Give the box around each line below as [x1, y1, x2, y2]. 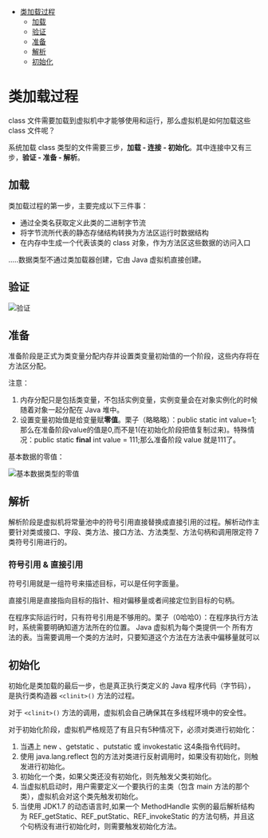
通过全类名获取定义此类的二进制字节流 [19, 218, 146, 227]
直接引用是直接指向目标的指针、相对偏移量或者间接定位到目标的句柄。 [8, 595, 239, 605]
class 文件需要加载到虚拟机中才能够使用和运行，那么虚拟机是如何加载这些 [8, 115, 251, 125]
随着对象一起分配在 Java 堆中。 [19, 405, 124, 415]
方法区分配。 [8, 362, 50, 371]
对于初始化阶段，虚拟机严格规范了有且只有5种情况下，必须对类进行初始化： [8, 725, 258, 734]
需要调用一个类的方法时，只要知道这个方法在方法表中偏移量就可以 [42, 633, 260, 642]
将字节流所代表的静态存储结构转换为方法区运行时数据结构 [19, 227, 209, 237]
